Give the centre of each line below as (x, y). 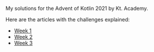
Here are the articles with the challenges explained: (68, 19)
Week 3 (23, 43)
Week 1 (23, 31)
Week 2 (23, 37)
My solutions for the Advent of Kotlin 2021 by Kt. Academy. (77, 8)
